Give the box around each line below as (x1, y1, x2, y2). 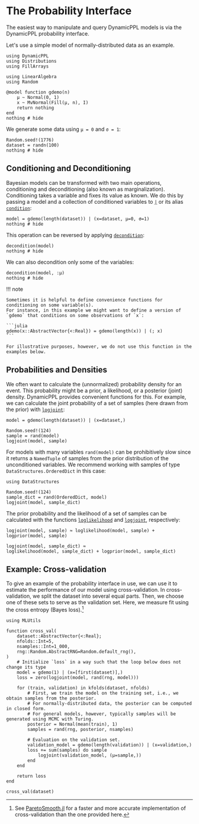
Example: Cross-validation (6, 564, 107, 574)
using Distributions (6, 58, 57, 64)
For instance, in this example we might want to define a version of (6, 307, 182, 313)
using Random (6, 79, 38, 85)
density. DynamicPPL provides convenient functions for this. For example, (6, 393, 187, 400)
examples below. (6, 348, 46, 355)
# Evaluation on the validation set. (27, 737, 120, 743)
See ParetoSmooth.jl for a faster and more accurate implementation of (14, 804, 187, 812)
